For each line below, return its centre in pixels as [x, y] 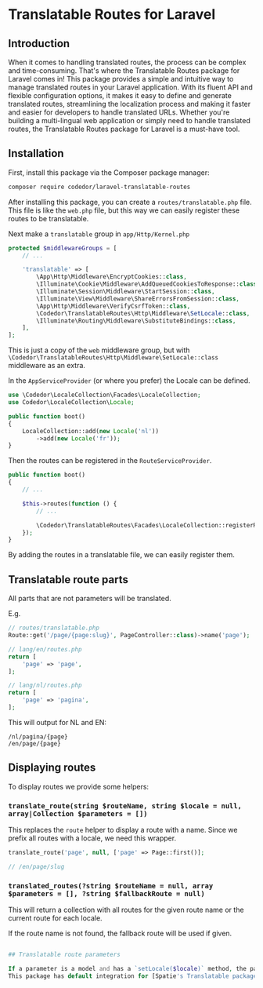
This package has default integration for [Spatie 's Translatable [119, 976]
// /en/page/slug [36, 866]
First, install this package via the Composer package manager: [109, 172]
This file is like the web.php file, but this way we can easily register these [124, 210]
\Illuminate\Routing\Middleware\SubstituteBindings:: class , [136, 321]
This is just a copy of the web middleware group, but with [99, 350]
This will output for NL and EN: [58, 722]
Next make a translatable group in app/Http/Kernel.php [99, 234]
